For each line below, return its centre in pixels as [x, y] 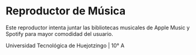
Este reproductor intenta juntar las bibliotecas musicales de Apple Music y [98, 27]
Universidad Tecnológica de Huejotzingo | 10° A [65, 45]
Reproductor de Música [66, 11]
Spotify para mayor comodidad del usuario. [59, 33]
